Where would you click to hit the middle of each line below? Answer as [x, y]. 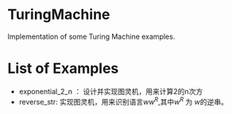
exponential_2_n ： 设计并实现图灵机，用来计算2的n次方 [111, 91]
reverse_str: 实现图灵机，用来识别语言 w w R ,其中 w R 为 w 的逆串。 [123, 101]
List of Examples [63, 68]
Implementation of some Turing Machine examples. [91, 36]
